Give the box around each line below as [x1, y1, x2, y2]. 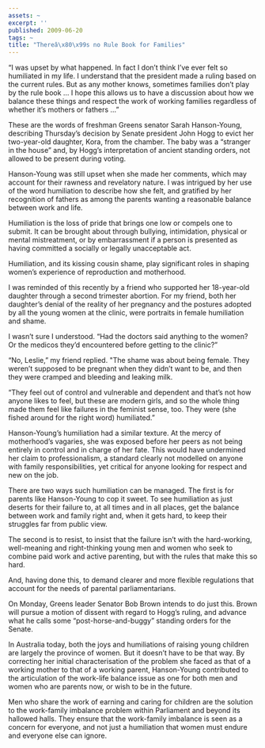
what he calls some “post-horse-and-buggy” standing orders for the [8, 616, 232, 626]
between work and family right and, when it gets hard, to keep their [8, 511, 228, 521]
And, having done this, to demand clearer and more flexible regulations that [8, 575, 255, 585]
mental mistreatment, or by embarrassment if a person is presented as [8, 235, 238, 245]
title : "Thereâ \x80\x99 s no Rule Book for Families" [8, 41, 186, 49]
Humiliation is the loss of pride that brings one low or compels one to [8, 219, 233, 228]
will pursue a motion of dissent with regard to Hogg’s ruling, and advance [8, 608, 247, 617]
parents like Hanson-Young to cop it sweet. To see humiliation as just [8, 494, 233, 504]
